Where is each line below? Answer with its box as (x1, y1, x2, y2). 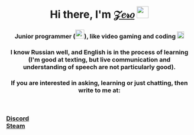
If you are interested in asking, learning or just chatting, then (11, 79, 188, 87)
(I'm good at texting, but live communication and (28, 56, 171, 64)
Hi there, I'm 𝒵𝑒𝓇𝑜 (50, 8, 135, 21)
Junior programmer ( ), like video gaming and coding (14, 33, 176, 41)
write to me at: (78, 86, 121, 94)
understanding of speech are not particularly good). (22, 63, 176, 71)
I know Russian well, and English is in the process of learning (10, 48, 189, 56)
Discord (6, 114, 30, 123)
